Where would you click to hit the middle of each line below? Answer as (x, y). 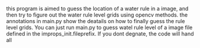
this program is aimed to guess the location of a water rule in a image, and (98, 9)
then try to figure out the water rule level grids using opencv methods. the (97, 15)
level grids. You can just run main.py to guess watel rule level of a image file (99, 27)
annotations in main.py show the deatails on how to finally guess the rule (96, 21)
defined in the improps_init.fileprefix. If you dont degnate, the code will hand (100, 34)
